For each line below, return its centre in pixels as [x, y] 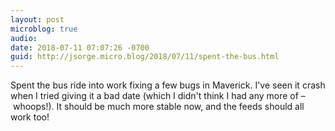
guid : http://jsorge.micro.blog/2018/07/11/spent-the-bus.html [145, 57]
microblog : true [44, 29]
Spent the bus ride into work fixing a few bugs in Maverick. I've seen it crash [168, 85]
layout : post [37, 19]
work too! [30, 117]
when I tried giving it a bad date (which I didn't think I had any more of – [158, 96]
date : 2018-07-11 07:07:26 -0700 [80, 47]
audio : [24, 38]
